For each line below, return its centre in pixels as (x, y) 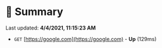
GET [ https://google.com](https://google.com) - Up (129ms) (85, 39)
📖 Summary (34, 12)
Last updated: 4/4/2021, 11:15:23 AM (51, 28)
